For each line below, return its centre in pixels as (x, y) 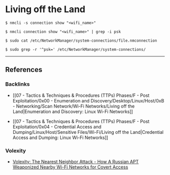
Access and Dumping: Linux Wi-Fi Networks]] (60, 137)
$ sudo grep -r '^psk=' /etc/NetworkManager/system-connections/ (75, 49)
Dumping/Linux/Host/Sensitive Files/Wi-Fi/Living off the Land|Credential (88, 132)
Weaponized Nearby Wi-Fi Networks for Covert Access (70, 167)
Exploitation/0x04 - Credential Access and (57, 127)
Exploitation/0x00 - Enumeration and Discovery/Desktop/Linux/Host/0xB (88, 100)
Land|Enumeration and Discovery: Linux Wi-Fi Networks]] (73, 111)
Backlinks (18, 84)
